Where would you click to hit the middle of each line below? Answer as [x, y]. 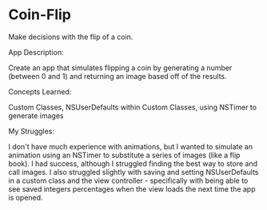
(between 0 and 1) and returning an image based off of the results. [118, 76]
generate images [36, 115]
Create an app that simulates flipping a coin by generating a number [120, 67]
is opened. [26, 197]
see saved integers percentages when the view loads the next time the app [132, 188]
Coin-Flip [40, 15]
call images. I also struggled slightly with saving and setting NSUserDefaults [133, 172]
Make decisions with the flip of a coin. [71, 37]
